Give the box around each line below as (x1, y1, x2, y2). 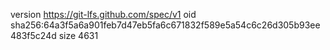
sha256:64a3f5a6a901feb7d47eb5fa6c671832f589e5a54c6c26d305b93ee (10, 19, 321, 31)
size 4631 (58, 30, 99, 41)
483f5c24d (10, 30, 57, 41)
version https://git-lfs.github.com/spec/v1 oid (10, 9, 197, 20)
